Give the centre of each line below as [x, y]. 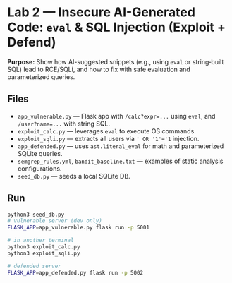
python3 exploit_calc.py [44, 247]
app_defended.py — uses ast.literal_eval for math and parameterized [121, 146]
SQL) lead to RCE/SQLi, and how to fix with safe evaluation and [99, 69]
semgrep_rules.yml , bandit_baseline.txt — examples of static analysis [120, 161]
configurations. [39, 168]
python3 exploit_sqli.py [44, 253]
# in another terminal [41, 241]
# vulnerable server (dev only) [55, 221]
